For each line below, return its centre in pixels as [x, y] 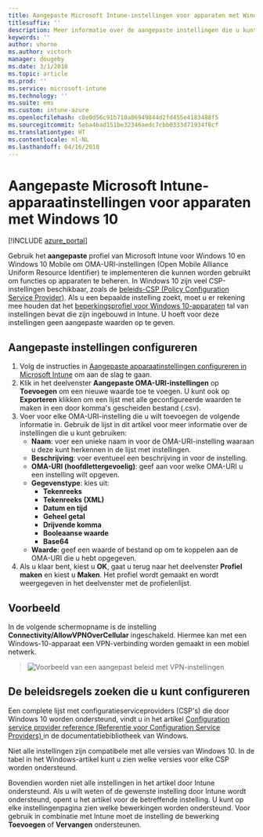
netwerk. [22, 652]
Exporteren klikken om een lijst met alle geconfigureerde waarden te [130, 400]
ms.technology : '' [38, 96]
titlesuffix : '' [34, 23]
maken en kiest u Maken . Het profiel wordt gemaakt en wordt [119, 575]
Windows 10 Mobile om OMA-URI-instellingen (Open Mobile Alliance [118, 265]
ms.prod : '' [27, 81]
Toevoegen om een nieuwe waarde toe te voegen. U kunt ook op [124, 391]
